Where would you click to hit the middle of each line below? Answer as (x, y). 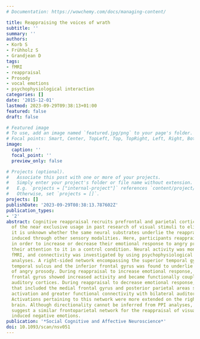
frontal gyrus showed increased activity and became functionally (96, 277)
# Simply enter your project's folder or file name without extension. (100, 183)
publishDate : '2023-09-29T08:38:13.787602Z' (62, 205)
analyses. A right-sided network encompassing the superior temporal (99, 260)
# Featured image (28, 128)
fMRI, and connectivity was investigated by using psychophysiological (102, 255)
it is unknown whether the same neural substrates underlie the (93, 233)
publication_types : (30, 210)
